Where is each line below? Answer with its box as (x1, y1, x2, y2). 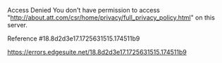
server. (7, 21, 28, 29)
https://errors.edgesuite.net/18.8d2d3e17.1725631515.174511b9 (7, 48, 187, 56)
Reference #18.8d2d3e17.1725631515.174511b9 (7, 34, 140, 43)
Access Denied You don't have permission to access (7, 6, 160, 14)
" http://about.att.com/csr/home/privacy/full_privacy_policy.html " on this (7, 13, 215, 22)
